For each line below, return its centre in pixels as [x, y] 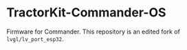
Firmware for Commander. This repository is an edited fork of [93, 32]
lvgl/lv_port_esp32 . [35, 38]
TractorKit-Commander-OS [86, 13]
